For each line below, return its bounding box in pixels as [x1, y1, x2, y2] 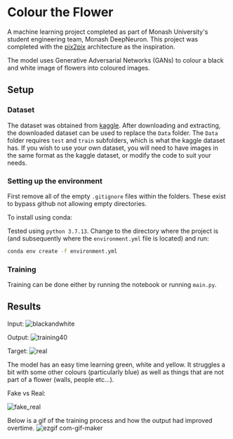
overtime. [7, 424, 35, 432]
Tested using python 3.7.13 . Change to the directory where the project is [7, 227, 219, 235]
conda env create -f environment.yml [7, 248, 118, 255]
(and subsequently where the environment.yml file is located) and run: [7, 234, 209, 243]
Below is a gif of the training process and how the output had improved [7, 416, 213, 424]
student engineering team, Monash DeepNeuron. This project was [7, 34, 199, 43]
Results [7, 300, 41, 313]
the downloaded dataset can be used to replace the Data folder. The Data [7, 128, 218, 137]
